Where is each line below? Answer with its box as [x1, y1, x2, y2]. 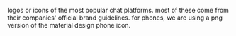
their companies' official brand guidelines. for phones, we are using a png [7, 13, 223, 22]
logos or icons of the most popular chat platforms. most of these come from [7, 6, 229, 14]
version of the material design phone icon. [7, 21, 131, 29]
